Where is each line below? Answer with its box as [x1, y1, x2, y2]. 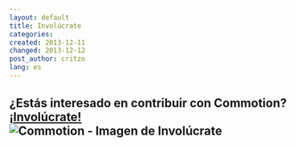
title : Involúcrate [9, 21, 82, 30]
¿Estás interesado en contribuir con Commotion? [9, 95, 287, 111]
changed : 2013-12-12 [9, 46, 86, 55]
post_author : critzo [9, 54, 86, 63]
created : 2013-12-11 [9, 37, 86, 47]
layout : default [9, 12, 70, 22]
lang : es [9, 63, 42, 72]
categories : [9, 29, 53, 38]
